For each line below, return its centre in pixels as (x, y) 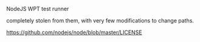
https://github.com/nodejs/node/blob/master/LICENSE (74, 32)
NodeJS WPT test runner (38, 9)
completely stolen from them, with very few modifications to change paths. (100, 20)
